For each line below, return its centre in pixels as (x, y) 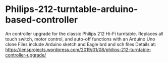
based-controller (42, 20)
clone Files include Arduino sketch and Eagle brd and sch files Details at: (81, 44)
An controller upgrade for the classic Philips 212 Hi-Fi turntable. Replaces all (84, 33)
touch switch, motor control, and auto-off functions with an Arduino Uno (80, 39)
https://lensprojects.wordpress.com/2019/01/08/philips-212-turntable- (78, 49)
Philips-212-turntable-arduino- (72, 9)
